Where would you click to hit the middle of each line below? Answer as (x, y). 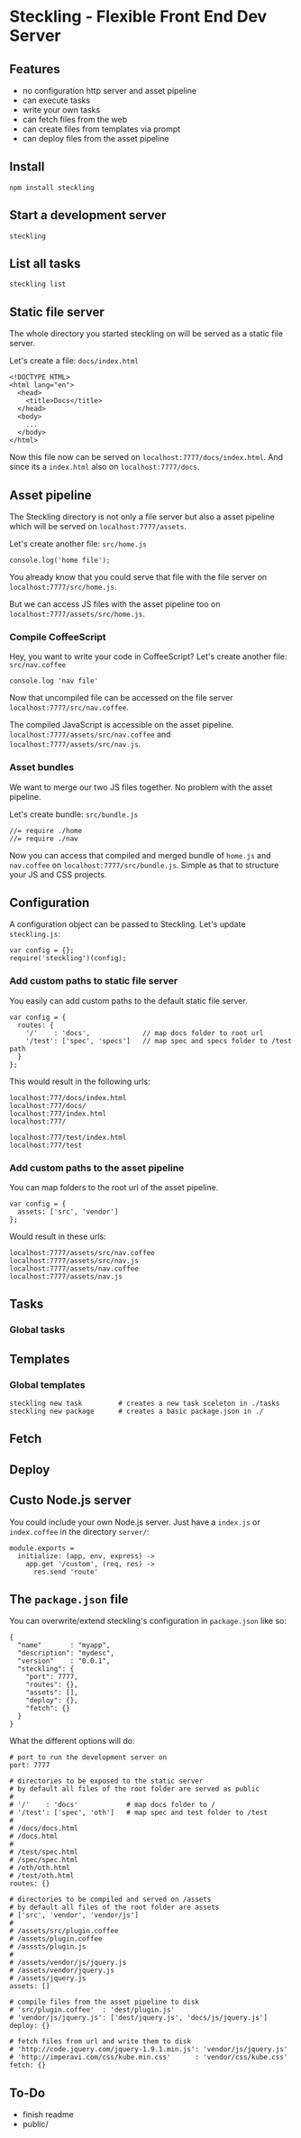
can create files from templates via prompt (101, 129)
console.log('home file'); (60, 561)
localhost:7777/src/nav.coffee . (69, 707)
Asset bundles (42, 767)
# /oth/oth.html (40, 1868)
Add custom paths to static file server (94, 981)
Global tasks (37, 1330)
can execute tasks (56, 100)
